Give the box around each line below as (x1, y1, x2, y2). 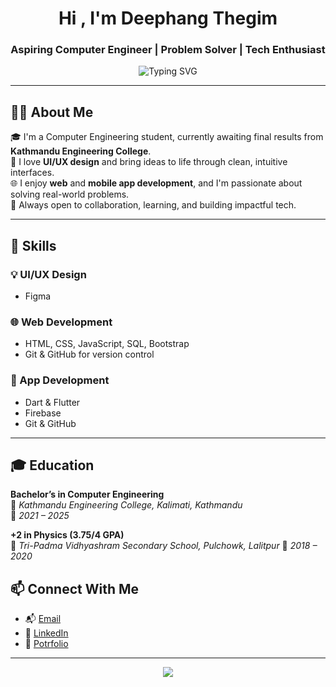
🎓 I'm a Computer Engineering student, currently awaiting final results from (10, 131, 324, 143)
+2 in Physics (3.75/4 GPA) (10, 529, 125, 541)
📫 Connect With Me (10, 580, 140, 597)
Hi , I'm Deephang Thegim (58, 7, 278, 30)
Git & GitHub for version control (24, 348, 155, 361)
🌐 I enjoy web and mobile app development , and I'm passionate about (10, 177, 303, 189)
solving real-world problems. (10, 188, 130, 201)
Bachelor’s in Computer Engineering (10, 488, 165, 501)
